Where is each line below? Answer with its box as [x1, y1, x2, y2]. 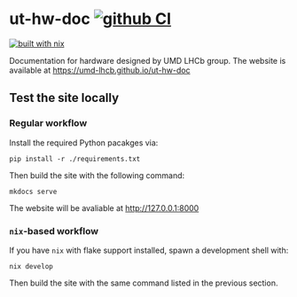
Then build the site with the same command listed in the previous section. [9, 277, 278, 288]
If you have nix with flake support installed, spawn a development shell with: [9, 245, 289, 255]
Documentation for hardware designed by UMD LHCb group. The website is [9, 55, 286, 66]
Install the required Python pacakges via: [9, 137, 159, 148]
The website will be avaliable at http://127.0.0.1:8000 [9, 202, 199, 213]
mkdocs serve [9, 187, 58, 196]
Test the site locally [9, 90, 120, 106]
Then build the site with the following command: [9, 169, 185, 181]
